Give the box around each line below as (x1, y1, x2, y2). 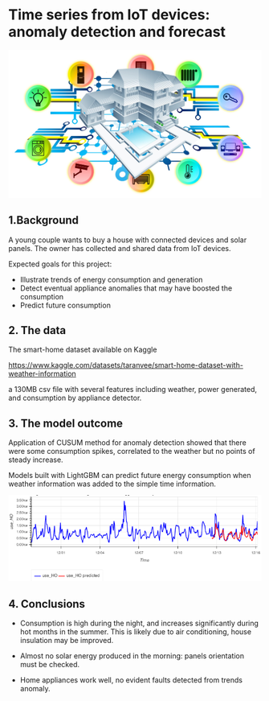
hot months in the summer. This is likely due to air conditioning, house (19, 627, 251, 637)
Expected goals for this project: (8, 259, 112, 269)
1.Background (8, 213, 79, 227)
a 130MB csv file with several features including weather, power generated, (8, 385, 258, 394)
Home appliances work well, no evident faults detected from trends (19, 675, 243, 685)
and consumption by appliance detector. (8, 393, 142, 403)
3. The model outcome (8, 416, 123, 430)
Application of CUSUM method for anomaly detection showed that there (8, 438, 247, 447)
